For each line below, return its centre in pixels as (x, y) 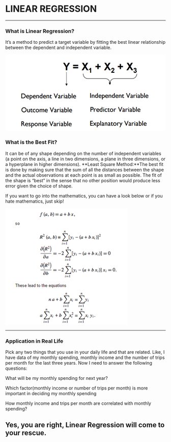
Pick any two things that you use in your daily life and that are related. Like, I (85, 352)
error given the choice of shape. (39, 186)
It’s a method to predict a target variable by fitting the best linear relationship (85, 42)
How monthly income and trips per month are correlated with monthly (78, 403)
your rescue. (26, 433)
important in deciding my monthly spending (51, 394)
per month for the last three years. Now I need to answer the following (79, 363)
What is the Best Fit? (31, 142)
